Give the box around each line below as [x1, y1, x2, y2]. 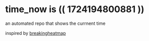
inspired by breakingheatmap [5, 30, 66, 36]
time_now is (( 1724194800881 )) [5, 4, 144, 15]
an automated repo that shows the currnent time [5, 20, 106, 26]
